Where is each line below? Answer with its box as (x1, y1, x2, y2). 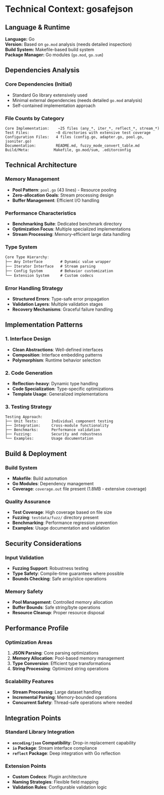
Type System (5, 243, 37, 250)
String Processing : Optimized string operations (12, 665, 109, 671)
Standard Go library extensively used (12, 92, 88, 98)
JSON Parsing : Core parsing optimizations (12, 650, 99, 656)
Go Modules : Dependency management (12, 480, 94, 486)
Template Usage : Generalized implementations (12, 391, 108, 397)
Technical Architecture (5, 161, 77, 169)
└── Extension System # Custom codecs (5, 273, 94, 278)
